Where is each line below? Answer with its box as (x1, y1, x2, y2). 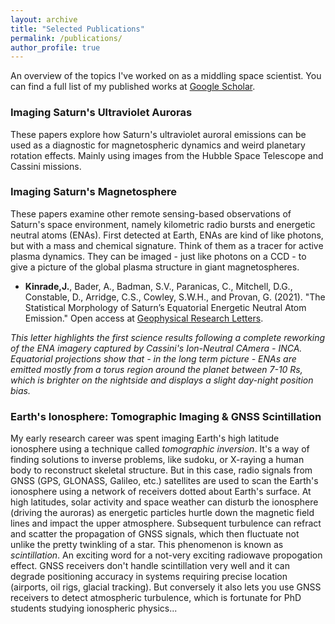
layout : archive (10, 14, 78, 25)
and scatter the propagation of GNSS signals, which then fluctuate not (10, 528, 300, 540)
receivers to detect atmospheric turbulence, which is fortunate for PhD (10, 592, 302, 604)
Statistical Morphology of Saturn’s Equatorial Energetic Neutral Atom (24, 301, 307, 313)
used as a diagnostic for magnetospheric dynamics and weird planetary (10, 139, 306, 151)
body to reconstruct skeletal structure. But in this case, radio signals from (10, 464, 313, 476)
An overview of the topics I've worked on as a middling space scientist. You (10, 70, 322, 82)
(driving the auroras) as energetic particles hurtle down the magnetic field (10, 507, 315, 519)
